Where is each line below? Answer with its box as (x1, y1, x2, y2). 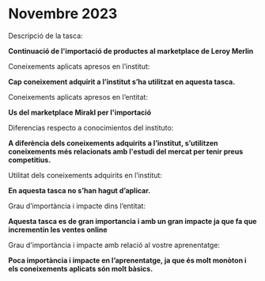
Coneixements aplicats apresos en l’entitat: (8, 92, 149, 101)
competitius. (8, 155, 51, 165)
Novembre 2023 (8, 5, 118, 23)
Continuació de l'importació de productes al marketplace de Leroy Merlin (8, 46, 254, 55)
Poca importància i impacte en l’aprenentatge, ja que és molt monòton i (8, 255, 247, 265)
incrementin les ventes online (8, 225, 108, 234)
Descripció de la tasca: (8, 31, 83, 40)
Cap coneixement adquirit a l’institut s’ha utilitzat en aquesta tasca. (8, 77, 236, 86)
